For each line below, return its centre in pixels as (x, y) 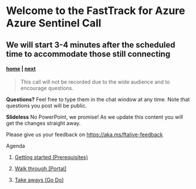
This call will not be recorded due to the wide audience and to (95, 82)
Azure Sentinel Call (54, 23)
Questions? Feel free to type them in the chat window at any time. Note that (98, 99)
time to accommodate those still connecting (88, 54)
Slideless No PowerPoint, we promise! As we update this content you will (94, 117)
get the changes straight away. (43, 123)
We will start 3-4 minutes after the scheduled (91, 45)
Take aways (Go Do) (39, 180)
